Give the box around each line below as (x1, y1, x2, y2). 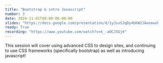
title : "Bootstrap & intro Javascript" (5, 7, 86, 12)
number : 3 (5, 12, 25, 16)
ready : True (5, 25, 29, 30)
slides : (5, 20, 21, 25)
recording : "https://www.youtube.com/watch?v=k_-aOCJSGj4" (5, 29, 127, 34)
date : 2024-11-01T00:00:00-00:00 (5, 16, 73, 21)
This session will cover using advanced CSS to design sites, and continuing (5, 43, 156, 48)
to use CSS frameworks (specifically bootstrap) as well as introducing (5, 48, 145, 53)
